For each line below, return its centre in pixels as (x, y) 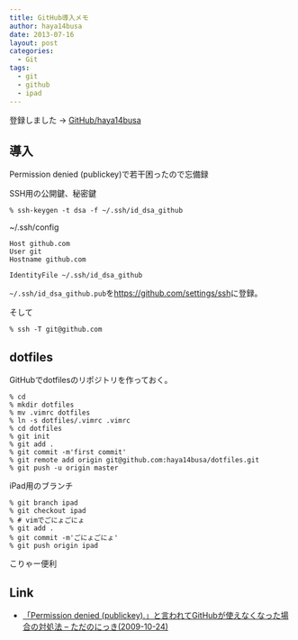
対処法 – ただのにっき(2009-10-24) (104, 626)
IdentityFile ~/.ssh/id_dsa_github (76, 276)
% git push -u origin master (64, 468)
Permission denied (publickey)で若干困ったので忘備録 (109, 174)
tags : (19, 69)
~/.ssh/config (34, 227)
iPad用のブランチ (41, 486)
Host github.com (40, 244)
